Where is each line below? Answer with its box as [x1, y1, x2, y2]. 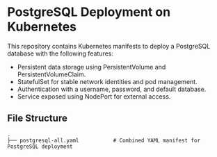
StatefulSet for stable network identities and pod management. [17, 77, 198, 85]
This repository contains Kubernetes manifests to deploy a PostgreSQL [7, 42, 211, 50]
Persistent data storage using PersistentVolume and [17, 63, 166, 71]
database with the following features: [7, 49, 113, 58]
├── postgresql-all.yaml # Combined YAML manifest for [7, 137, 200, 144]
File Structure [7, 113, 67, 124]
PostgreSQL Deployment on [7, 4, 171, 20]
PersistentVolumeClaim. [17, 70, 86, 78]
